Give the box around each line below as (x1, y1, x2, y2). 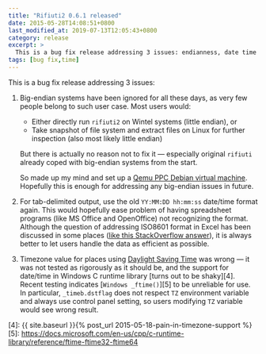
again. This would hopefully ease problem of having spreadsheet (19, 205, 232, 214)
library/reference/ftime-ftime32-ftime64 (8, 337, 139, 346)
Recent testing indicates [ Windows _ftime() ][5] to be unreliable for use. (19, 279, 251, 289)
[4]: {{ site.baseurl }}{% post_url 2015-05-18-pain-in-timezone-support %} (8, 320, 253, 329)
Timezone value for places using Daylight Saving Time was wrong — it (19, 254, 250, 264)
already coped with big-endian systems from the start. (19, 157, 198, 167)
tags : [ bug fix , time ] (8, 56, 80, 64)
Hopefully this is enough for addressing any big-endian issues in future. (19, 181, 254, 190)
